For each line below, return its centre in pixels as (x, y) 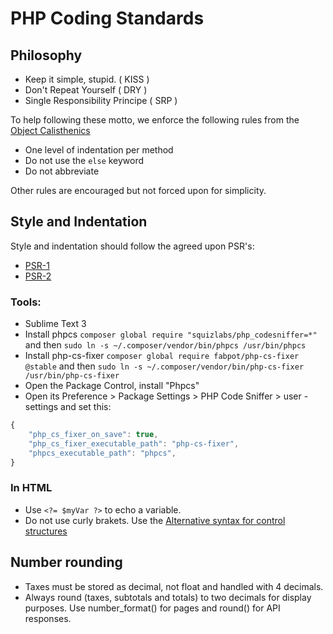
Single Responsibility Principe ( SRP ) (101, 100)
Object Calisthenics (50, 130)
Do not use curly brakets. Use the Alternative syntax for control (155, 520)
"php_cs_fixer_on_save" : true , (93, 434)
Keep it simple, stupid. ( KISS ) (87, 79)
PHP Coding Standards (107, 18)
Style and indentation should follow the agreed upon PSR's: (132, 246)
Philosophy (46, 55)
